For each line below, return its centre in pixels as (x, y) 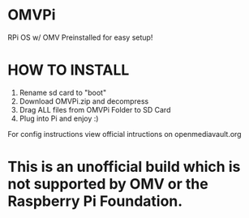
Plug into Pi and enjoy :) (59, 118)
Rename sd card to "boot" (63, 92)
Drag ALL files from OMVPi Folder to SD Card (95, 109)
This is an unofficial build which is (124, 167)
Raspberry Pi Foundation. (95, 201)
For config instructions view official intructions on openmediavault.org (124, 134)
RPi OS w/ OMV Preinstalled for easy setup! (80, 37)
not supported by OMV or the (108, 184)
